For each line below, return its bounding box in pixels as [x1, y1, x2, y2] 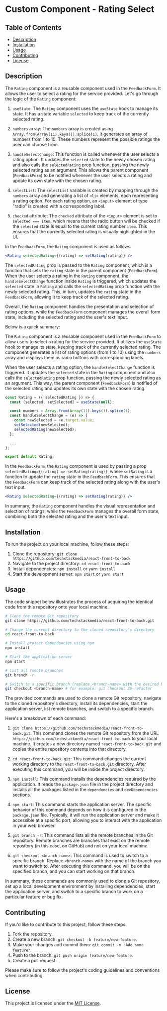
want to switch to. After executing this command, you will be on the [12, 863, 151, 869]
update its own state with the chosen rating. [12, 178, 103, 184]
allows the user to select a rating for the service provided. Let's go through [5, 91, 159, 97]
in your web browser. [12, 822, 56, 829]
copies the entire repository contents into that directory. [12, 746, 127, 752]
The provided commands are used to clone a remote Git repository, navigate [5, 695, 162, 701]
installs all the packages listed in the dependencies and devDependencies [12, 787, 158, 793]
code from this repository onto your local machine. [5, 604, 109, 610]
